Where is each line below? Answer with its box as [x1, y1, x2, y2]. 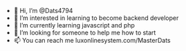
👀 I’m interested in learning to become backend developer [13, 14, 179, 22]
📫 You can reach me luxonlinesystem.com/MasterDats [13, 37, 171, 44]
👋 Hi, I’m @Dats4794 [13, 7, 73, 14]
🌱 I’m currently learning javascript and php [13, 21, 135, 29]
